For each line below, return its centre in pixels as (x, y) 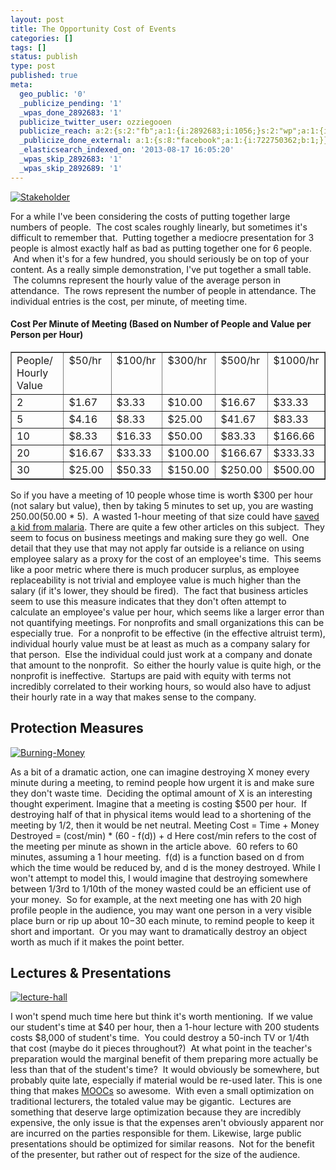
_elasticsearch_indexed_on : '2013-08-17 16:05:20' (127, 150)
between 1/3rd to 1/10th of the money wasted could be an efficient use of (161, 888)
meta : (21, 85)
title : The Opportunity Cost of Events (93, 29)
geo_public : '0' (53, 94)
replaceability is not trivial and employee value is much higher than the (156, 580)
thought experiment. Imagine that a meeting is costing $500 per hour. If (159, 803)
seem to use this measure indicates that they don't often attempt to (148, 601)
